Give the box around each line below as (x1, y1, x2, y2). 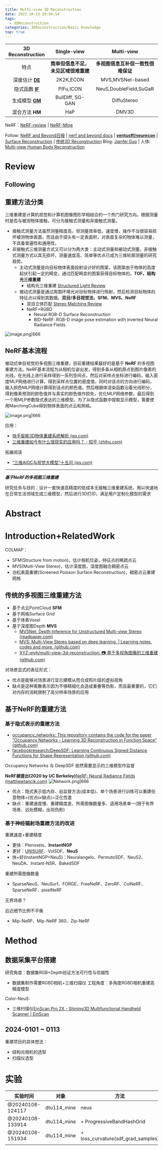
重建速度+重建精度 (5, 832, 42, 838)
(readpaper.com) (19, 634, 53, 640)
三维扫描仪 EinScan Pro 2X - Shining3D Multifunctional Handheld (12, 1006, 141, 1012)
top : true (5, 30, 25, 34)
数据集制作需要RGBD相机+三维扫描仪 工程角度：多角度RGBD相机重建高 (12, 980, 155, 986)
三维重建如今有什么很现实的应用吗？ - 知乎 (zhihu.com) (12, 439, 123, 445)
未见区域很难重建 (50, 67, 90, 74)
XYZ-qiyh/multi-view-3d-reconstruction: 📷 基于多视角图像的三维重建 (19, 650, 158, 656)
